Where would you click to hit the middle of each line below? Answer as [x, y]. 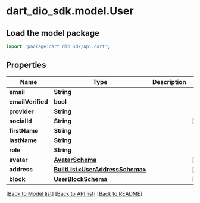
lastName [23, 140]
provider [21, 111]
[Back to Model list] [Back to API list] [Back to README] [74, 193]
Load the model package [53, 33]
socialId [21, 121]
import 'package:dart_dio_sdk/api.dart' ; [58, 46]
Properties [26, 65]
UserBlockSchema [80, 179]
